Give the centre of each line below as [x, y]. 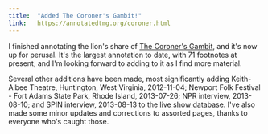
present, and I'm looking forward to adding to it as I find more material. [125, 63]
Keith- [241, 79]
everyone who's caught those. [59, 121]
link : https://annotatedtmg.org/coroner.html [90, 23]
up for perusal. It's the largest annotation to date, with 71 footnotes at [123, 55]
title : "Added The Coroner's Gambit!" [75, 16]
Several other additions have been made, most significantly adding [119, 79]
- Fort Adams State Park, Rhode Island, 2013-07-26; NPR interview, [120, 95]
